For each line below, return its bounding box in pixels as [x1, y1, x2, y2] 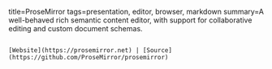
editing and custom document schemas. [8, 24, 144, 33]
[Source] [142, 47, 173, 55]
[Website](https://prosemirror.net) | [8, 47, 140, 55]
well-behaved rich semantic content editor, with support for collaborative [8, 15, 253, 25]
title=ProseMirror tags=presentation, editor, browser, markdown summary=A [8, 7, 264, 16]
